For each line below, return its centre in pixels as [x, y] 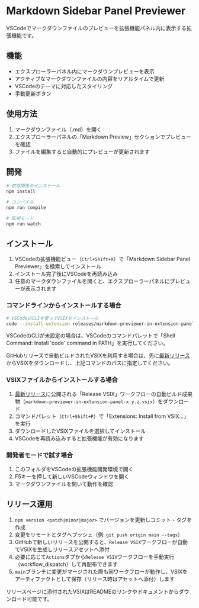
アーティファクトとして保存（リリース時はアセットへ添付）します [94, 579]
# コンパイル [20, 202]
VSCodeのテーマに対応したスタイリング [64, 86]
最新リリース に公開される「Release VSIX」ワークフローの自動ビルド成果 [104, 394]
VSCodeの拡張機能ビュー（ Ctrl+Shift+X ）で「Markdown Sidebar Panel [102, 259]
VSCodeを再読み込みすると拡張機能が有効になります [79, 438]
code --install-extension [38, 324]
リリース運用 [29, 504]
